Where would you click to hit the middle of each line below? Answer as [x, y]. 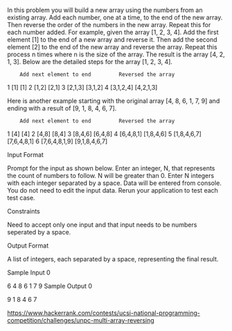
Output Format [28, 245]
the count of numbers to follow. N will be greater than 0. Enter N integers [111, 176]
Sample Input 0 [29, 273]
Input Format [25, 155]
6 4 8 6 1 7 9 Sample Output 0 [50, 286]
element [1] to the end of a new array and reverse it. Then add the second [112, 40]
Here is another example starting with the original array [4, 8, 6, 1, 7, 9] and [114, 101]
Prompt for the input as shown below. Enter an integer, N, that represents [111, 168]
